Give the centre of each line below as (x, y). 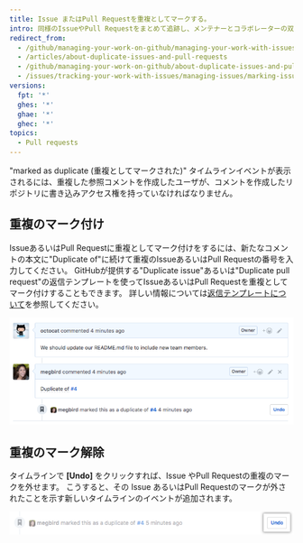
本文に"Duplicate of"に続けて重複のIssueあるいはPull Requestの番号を (155, 259)
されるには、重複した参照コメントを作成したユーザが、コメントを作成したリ (151, 182)
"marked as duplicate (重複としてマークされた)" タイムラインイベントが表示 (150, 170)
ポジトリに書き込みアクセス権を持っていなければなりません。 (124, 193)
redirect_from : (38, 38)
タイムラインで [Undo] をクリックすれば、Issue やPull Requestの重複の (142, 476)
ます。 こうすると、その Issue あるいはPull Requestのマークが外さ (163, 487)
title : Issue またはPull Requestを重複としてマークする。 (110, 19)
